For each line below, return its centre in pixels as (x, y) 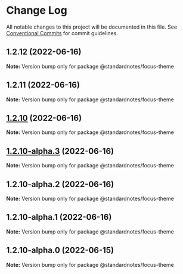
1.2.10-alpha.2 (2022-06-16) (60, 184)
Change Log (37, 10)
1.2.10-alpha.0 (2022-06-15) (60, 250)
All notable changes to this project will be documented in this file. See (92, 27)
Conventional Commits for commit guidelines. (62, 33)
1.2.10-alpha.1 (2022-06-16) (59, 217)
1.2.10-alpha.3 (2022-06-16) (60, 151)
